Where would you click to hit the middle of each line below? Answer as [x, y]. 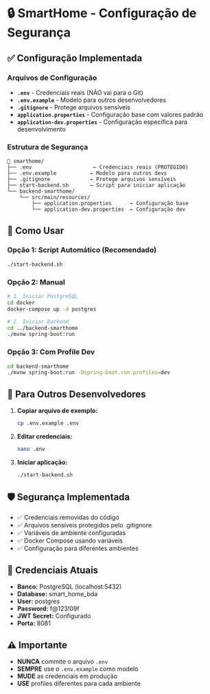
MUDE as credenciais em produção [67, 676]
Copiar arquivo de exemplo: [57, 411]
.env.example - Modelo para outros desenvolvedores [92, 100]
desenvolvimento [42, 129]
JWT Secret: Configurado [54, 616]
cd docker [21, 303]
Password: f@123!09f [48, 609]
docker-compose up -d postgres [52, 309]
